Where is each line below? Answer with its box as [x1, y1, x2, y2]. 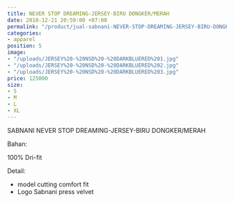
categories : [7, 29, 42, 37]
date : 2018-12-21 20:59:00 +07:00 [7, 17, 108, 24]
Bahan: [7, 140, 28, 148]
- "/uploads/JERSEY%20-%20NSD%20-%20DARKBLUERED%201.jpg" [7, 56, 179, 63]
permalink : [7, 23, 39, 30]
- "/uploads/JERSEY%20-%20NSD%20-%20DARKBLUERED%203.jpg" [7, 68, 179, 75]
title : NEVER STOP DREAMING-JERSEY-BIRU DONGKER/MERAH [7, 10, 170, 17]
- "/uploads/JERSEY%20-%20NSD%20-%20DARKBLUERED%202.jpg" [7, 62, 179, 69]
